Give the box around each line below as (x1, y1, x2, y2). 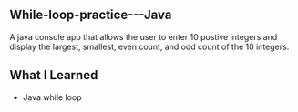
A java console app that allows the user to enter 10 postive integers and (9, 31, 278, 42)
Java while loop (22, 91, 82, 103)
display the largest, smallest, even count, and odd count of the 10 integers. (9, 41, 290, 52)
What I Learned (9, 67, 98, 83)
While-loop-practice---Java (9, 7, 172, 23)
